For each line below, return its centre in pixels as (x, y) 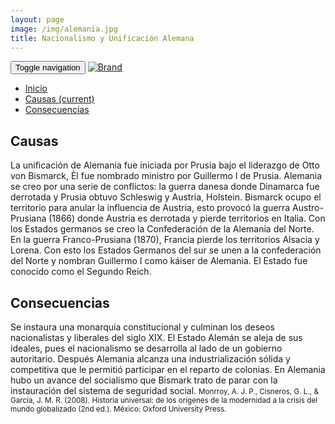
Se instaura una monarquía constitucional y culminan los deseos (142, 327)
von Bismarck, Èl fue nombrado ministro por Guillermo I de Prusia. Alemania (166, 176)
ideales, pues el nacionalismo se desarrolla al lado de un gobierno (146, 348)
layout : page (37, 19)
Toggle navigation (48, 67)
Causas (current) (59, 99)
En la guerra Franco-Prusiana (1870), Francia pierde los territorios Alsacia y (165, 240)
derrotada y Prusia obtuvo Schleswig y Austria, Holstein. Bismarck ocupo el (166, 197)
